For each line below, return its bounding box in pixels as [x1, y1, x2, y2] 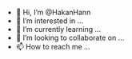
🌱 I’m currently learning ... [15, 25, 102, 33]
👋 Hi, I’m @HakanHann [15, 8, 91, 17]
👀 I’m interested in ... [15, 16, 84, 26]
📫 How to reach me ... [15, 42, 90, 51]
